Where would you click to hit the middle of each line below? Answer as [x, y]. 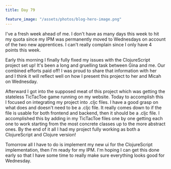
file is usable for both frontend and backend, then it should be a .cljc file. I [82, 113]
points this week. [23, 50]
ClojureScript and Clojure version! [41, 134]
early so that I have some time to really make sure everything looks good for [85, 155]
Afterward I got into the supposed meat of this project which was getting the [85, 91]
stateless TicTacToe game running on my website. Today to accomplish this [84, 97]
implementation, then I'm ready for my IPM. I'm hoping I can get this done [82, 150]
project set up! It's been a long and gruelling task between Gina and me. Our [85, 65]
